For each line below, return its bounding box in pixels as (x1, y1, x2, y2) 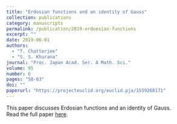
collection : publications (6, 15, 71, 21)
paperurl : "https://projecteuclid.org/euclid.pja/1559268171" (6, 88, 166, 94)
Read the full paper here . (6, 110, 68, 118)
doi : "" (6, 82, 26, 88)
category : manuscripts (6, 20, 63, 26)
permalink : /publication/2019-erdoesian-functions (6, 25, 137, 32)
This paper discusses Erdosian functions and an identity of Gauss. (6, 104, 172, 111)
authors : (6, 43, 28, 49)
